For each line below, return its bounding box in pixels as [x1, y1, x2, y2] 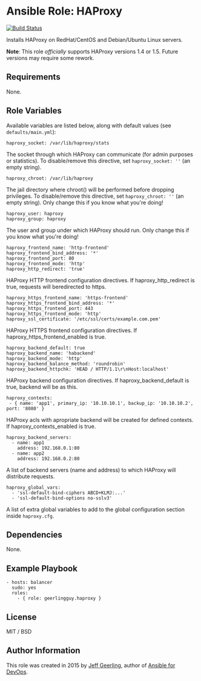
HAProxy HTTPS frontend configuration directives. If [6, 327, 137, 334]
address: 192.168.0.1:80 [17, 445, 80, 451]
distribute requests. [6, 472, 55, 480]
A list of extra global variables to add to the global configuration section [6, 506, 185, 513]
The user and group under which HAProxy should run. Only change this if [6, 226, 189, 234]
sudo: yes [12, 584, 36, 591]
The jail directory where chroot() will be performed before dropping [6, 186, 174, 193]
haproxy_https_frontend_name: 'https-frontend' [6, 294, 129, 301]
